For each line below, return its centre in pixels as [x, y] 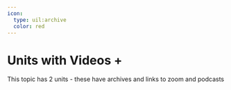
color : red [29, 26]
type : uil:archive [40, 20]
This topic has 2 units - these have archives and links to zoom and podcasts [115, 79]
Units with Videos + [65, 60]
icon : [15, 13]
